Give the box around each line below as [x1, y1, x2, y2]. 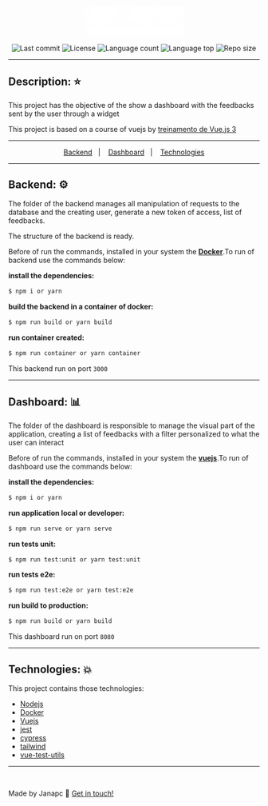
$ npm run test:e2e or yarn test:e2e [8, 586, 134, 594]
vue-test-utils [19, 750, 65, 760]
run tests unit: [8, 539, 56, 549]
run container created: [8, 333, 85, 342]
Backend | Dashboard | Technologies [63, 147, 205, 157]
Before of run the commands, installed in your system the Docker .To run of [8, 247, 255, 257]
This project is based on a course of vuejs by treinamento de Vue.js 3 [8, 124, 237, 134]
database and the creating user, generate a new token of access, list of [8, 207, 242, 217]
